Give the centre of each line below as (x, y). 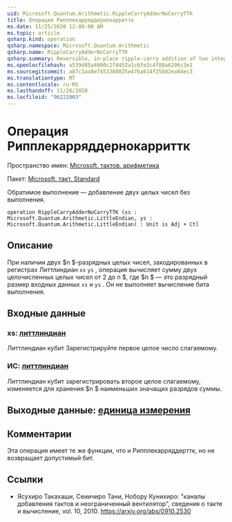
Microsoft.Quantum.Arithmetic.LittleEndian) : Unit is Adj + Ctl (103, 224)
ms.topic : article (33, 33)
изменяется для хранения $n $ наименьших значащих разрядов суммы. (115, 388)
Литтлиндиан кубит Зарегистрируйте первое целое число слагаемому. (113, 348)
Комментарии (39, 434)
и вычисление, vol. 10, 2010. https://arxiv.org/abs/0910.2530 (104, 511)
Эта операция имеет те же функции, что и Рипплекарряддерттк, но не (111, 450)
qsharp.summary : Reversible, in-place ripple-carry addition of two (108, 59)
